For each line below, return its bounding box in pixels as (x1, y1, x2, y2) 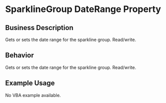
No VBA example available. (5, 92, 61, 98)
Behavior (5, 51, 34, 59)
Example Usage (5, 79, 55, 87)
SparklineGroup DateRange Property (5, 3, 161, 15)
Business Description (5, 23, 74, 32)
